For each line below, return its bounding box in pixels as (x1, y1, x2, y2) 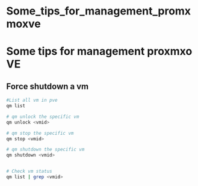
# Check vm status (6, 169, 52, 175)
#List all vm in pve (6, 98, 58, 104)
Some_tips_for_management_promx (6, 4, 191, 18)
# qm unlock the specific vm (6, 113, 79, 120)
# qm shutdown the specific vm (6, 146, 85, 153)
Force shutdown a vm (6, 81, 89, 91)
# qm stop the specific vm (6, 130, 74, 136)
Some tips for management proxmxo (6, 45, 193, 58)
